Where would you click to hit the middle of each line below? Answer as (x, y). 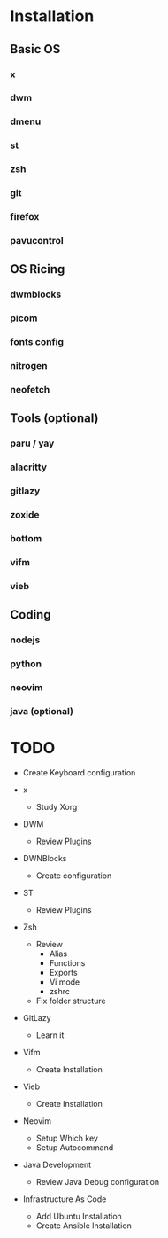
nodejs (25, 640)
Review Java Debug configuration (98, 1181)
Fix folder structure (71, 1001)
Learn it (50, 1035)
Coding (31, 615)
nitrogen (29, 366)
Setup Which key (67, 1138)
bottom (26, 538)
